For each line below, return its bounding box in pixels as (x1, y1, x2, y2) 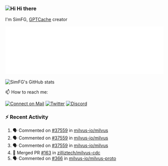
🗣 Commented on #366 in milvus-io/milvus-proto (12, 155, 117, 161)
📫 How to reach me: (5, 89, 48, 95)
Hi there (17, 5, 37, 12)
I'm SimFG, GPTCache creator (5, 17, 68, 23)
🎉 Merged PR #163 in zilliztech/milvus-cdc (12, 149, 101, 155)
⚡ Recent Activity (5, 114, 49, 121)
